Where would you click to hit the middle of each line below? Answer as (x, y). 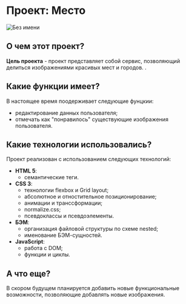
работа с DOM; (43, 248)
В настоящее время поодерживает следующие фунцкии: (80, 101)
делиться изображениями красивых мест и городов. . (76, 67)
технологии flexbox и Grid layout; (66, 190)
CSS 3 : (24, 184)
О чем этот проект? (45, 46)
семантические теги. (51, 177)
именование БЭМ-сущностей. (63, 235)
